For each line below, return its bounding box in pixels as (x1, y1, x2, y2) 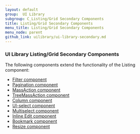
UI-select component (12, 103, 55, 108)
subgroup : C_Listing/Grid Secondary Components (5, 16, 104, 21)
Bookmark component (12, 118, 57, 124)
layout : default (5, 7, 38, 12)
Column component (12, 98, 52, 104)
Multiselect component (12, 108, 59, 114)
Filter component (12, 77, 47, 82)
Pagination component (12, 82, 58, 88)
